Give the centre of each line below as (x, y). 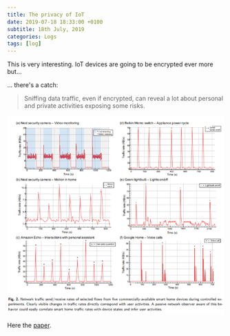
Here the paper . (29, 326)
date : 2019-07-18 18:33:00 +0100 (55, 22)
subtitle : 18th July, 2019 (46, 29)
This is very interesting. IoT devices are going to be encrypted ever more (110, 64)
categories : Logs (32, 37)
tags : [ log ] (24, 44)
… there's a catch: (33, 85)
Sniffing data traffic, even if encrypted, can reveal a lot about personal (124, 99)
